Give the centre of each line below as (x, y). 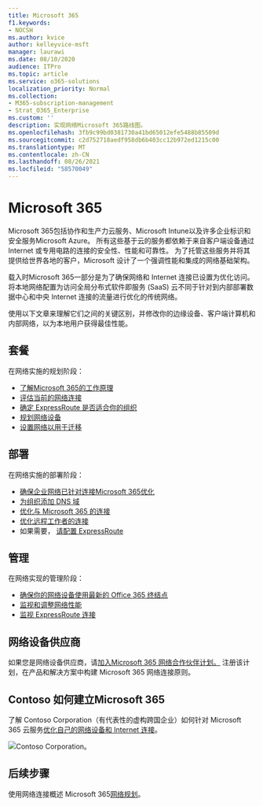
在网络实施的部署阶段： (46, 475)
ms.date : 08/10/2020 (42, 60)
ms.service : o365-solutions (54, 81)
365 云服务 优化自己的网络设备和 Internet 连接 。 (85, 730)
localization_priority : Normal (59, 89)
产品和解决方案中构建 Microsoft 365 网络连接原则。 (111, 672)
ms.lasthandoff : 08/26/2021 (54, 162)
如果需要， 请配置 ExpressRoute (71, 531)
